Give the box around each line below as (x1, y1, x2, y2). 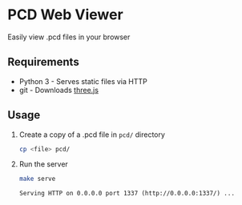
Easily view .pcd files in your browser (7, 32, 131, 42)
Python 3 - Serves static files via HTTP (18, 76, 147, 86)
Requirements (7, 55, 79, 69)
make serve (18, 175, 56, 183)
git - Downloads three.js (18, 85, 99, 94)
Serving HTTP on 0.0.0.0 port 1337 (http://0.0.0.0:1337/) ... (18, 190, 236, 198)
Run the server (18, 159, 69, 169)
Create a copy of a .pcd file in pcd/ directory (18, 130, 166, 139)
